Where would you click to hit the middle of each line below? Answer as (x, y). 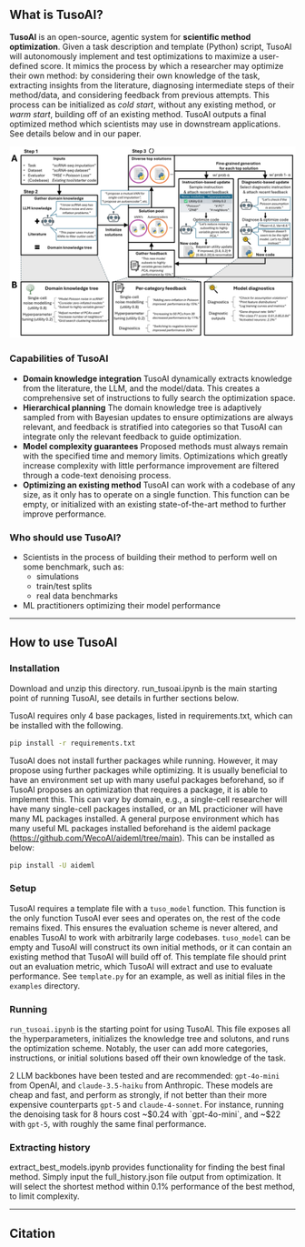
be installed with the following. (67, 725)
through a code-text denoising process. (97, 475)
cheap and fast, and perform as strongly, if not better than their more (138, 1095)
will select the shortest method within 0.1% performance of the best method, (152, 1187)
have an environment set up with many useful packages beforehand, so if (147, 779)
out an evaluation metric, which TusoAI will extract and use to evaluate (141, 966)
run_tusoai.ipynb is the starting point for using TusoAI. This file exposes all (150, 1029)
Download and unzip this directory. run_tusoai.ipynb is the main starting (143, 688)
